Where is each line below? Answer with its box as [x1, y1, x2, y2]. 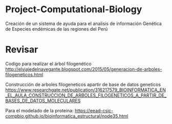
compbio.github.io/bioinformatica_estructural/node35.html [5, 113, 128, 119]
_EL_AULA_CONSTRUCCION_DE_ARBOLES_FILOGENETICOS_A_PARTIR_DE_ [5, 92, 167, 98]
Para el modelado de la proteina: [5, 107, 74, 113]
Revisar [5, 44, 38, 56]
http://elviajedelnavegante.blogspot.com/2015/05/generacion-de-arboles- [5, 66, 162, 72]
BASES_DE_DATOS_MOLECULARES [5, 97, 81, 104]
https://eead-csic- [74, 107, 114, 113]
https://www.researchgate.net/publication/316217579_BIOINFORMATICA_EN [5, 87, 166, 93]
